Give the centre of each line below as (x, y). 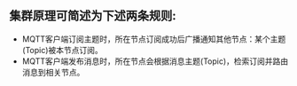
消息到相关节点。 (53, 72)
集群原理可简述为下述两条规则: (93, 16)
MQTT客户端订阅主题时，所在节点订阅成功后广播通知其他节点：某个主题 (154, 39)
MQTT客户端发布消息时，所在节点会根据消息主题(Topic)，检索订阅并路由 (155, 61)
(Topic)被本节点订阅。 (63, 50)
